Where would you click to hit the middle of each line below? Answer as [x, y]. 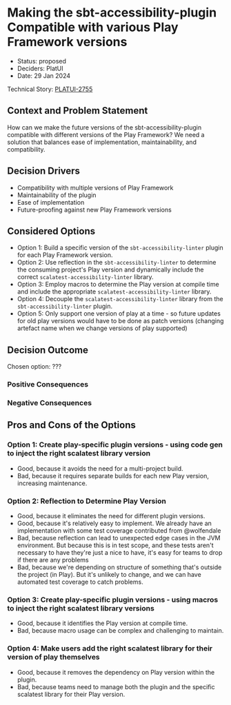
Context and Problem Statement [78, 111]
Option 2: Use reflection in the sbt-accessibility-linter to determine [117, 263]
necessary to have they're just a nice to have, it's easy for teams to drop [120, 553]
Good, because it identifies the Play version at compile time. [102, 623]
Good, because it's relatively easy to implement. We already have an [114, 523]
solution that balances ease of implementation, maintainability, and [102, 142]
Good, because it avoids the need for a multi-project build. [100, 468]
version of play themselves [53, 657]
